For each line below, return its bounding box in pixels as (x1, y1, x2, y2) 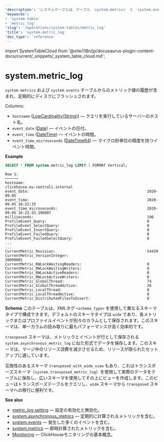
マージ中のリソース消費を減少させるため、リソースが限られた (21, 346, 146, 352)
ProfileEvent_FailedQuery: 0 (5, 232, 150, 236)
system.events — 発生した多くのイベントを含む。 (12, 419, 112, 425)
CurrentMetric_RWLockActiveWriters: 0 (5, 275, 150, 279)
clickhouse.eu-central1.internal (5, 185, 73, 189)
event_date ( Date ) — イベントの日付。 (12, 125, 89, 131)
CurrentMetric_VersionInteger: (5, 253, 69, 258)
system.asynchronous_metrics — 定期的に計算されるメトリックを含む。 (12, 413, 158, 419)
